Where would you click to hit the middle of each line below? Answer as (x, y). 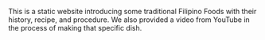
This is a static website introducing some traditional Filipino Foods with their (132, 11)
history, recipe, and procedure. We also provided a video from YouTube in (129, 20)
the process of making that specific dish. (75, 28)
